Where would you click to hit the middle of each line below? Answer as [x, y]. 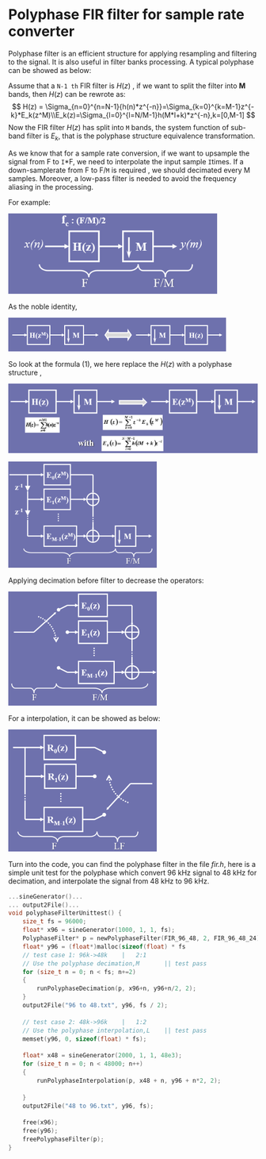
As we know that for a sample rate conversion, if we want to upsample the [129, 153]
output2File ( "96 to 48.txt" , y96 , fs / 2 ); [95, 1006]
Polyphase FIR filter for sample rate [126, 15]
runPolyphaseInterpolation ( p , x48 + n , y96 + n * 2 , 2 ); [129, 1080]
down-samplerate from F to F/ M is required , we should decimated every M [129, 170]
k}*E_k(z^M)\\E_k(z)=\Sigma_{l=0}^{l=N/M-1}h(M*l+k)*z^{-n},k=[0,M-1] [127, 115]
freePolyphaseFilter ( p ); [63, 1140]
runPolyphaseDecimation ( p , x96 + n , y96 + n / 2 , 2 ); [116, 989]
